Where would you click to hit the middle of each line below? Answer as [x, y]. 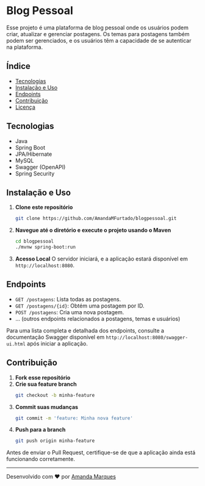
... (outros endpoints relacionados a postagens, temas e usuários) [98, 318]
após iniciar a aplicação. [58, 344]
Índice [18, 66]
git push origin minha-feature [55, 441]
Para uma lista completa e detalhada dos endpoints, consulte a [85, 330]
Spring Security [35, 173]
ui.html [16, 344]
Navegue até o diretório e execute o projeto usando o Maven [93, 230]
